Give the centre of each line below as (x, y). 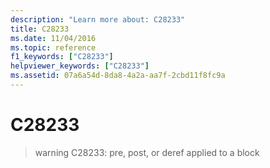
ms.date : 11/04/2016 (53, 38)
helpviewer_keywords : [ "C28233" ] (80, 66)
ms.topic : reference (53, 47)
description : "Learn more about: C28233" (98, 19)
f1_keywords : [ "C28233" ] (62, 57)
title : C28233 (40, 29)
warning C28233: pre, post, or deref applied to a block (147, 152)
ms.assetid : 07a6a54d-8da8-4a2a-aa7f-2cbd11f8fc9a (118, 76)
